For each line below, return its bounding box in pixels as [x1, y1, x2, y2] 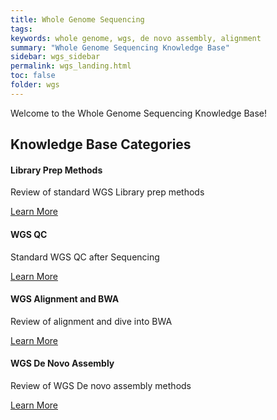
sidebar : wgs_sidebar [10, 52, 101, 62]
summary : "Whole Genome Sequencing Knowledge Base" [10, 42, 230, 53]
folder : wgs [10, 80, 60, 90]
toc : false [10, 71, 56, 81]
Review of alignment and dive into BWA [10, 315, 173, 327]
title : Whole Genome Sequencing [10, 14, 145, 25]
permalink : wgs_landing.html [10, 61, 132, 71]
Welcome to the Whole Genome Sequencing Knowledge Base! [10, 107, 268, 119]
